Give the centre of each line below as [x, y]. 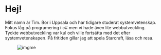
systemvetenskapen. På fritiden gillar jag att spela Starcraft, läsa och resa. [79, 38]
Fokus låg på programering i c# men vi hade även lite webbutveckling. [75, 27]
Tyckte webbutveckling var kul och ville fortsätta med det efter [68, 33]
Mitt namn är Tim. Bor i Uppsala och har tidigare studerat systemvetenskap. [81, 22]
